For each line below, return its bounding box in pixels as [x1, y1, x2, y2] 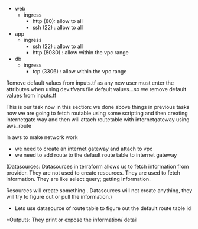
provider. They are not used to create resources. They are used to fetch [6, 169, 180, 176]
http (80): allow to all [32, 18, 83, 24]
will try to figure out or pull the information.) [6, 193, 112, 200]
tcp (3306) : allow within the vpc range [32, 68, 127, 75]
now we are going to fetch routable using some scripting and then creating [6, 109, 188, 117]
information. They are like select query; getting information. [6, 176, 151, 182]
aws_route [6, 122, 31, 129]
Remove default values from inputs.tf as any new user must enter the [6, 79, 174, 86]
